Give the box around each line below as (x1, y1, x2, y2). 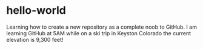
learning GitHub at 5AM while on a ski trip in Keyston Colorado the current (6, 29, 191, 36)
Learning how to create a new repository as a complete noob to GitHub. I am (6, 23, 197, 30)
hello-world (6, 4, 67, 17)
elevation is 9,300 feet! (6, 36, 64, 43)
